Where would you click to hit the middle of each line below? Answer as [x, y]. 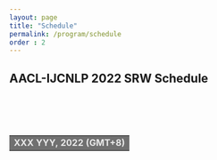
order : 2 [28, 42]
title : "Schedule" [43, 26]
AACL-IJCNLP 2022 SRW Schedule [109, 78]
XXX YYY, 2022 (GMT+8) [70, 143]
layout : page [33, 17]
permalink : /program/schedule [66, 34]
